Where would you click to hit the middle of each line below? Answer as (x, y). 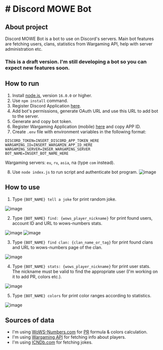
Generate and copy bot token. (42, 121)
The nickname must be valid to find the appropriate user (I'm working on (85, 271)
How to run (22, 84)
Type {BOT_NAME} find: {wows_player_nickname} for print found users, (82, 218)
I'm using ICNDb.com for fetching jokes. (52, 342)
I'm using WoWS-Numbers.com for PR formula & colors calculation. (80, 332)
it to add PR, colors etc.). (37, 276)
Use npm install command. (40, 101)
